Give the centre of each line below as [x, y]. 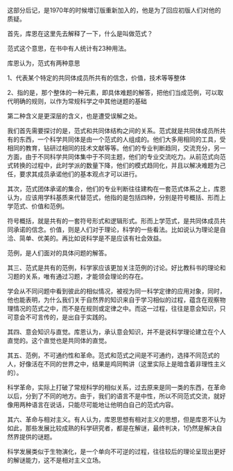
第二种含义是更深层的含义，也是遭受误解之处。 [74, 116]
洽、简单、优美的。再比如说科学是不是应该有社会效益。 [86, 238]
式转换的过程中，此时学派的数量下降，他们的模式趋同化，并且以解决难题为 [113, 165]
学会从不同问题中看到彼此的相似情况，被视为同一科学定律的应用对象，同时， [116, 291]
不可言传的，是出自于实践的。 [68, 317]
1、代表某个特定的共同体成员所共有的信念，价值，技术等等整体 [96, 78]
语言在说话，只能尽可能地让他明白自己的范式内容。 [104, 405]
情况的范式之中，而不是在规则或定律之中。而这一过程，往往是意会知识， [116, 308]
